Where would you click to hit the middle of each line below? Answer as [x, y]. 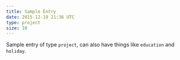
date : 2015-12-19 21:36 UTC [40, 17]
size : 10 [17, 28]
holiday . [16, 51]
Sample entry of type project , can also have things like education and [90, 45]
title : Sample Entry [31, 11]
